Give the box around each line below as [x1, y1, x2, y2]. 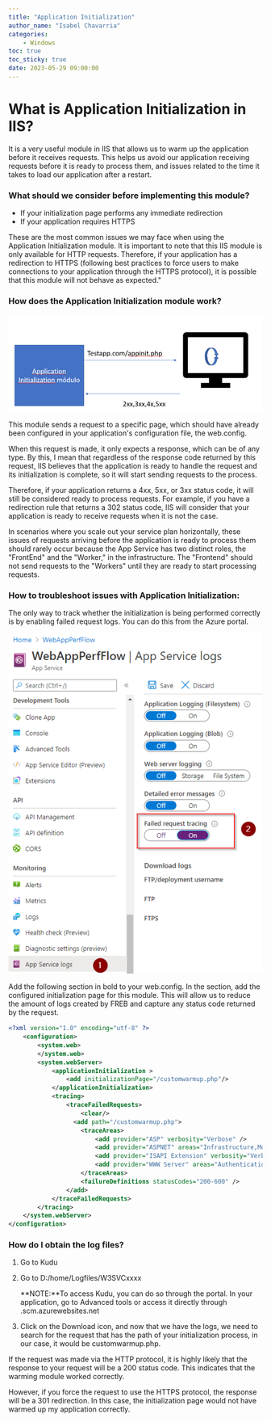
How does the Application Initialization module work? [8, 296, 222, 307]
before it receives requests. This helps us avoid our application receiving [8, 152, 250, 162]
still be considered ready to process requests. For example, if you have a [8, 494, 250, 503]
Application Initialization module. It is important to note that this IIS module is [8, 241, 263, 250]
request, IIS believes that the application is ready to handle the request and [8, 461, 258, 470]
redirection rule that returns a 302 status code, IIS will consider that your [8, 502, 250, 512]
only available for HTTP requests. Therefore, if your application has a [8, 250, 238, 259]
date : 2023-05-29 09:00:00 [8, 65, 99, 73]
